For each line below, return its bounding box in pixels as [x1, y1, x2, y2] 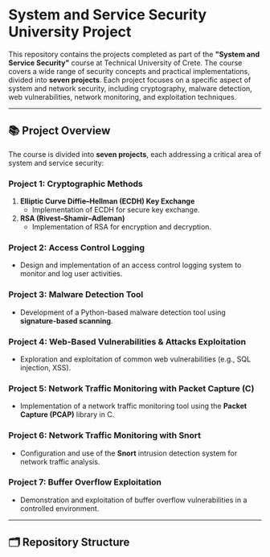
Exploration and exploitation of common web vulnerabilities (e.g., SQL [19, 354, 252, 364]
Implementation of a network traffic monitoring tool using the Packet [19, 401, 247, 411]
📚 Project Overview [8, 124, 111, 138]
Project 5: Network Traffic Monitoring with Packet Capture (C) [8, 382, 255, 394]
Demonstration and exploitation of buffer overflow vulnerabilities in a [19, 495, 247, 505]
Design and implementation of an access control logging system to [19, 260, 242, 270]
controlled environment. [19, 503, 100, 513]
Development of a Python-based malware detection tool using [19, 307, 227, 317]
